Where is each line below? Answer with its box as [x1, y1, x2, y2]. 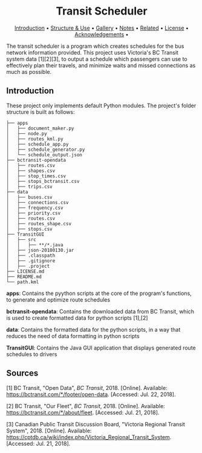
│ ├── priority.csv [6, 210, 61, 216]
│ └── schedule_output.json [6, 151, 83, 158]
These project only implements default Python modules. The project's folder [6, 102, 197, 109]
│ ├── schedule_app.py [6, 141, 69, 147]
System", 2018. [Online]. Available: [6, 427, 92, 434]
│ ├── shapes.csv [6, 168, 56, 174]
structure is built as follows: [6, 108, 75, 116]
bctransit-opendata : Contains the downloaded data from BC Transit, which [6, 308, 195, 315]
